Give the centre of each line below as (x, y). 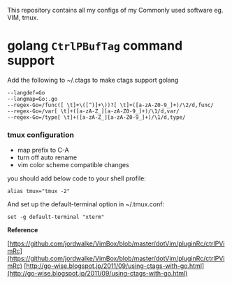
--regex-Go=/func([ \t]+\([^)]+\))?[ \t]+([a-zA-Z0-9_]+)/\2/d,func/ (111, 105)
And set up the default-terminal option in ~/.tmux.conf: (86, 204)
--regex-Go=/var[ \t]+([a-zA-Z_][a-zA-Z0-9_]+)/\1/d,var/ (93, 111)
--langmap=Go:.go (32, 99)
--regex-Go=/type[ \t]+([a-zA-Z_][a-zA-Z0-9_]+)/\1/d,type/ (97, 117)
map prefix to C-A (43, 150)
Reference (23, 230)
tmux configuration (41, 134)
